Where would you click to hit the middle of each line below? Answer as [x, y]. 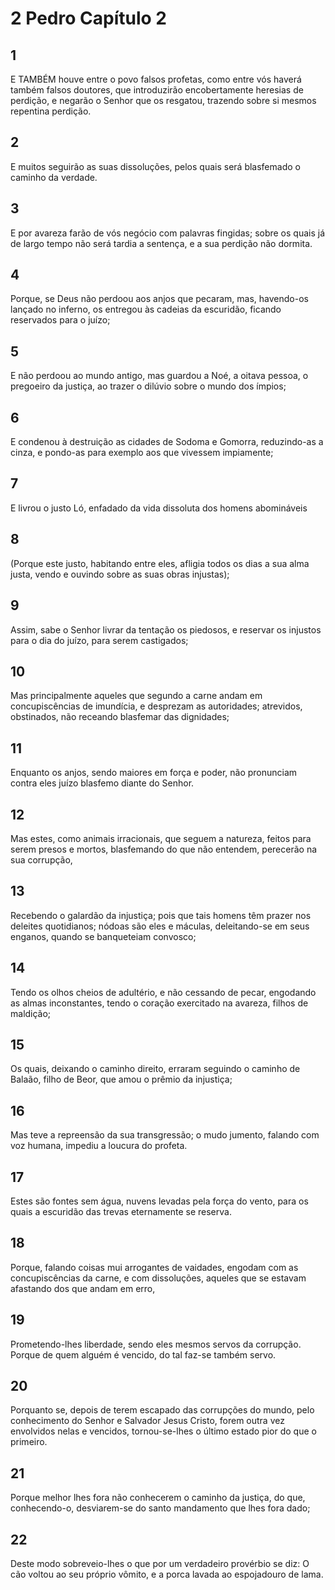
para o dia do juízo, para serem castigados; [99, 640]
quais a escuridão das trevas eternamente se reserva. [121, 1211]
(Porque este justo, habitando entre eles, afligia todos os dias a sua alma [160, 563]
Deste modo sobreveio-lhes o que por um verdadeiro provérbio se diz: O [160, 1564]
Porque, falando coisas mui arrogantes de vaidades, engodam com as [154, 1267]
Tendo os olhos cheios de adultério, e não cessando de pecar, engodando [163, 992]
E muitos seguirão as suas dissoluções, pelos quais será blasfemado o [155, 166]
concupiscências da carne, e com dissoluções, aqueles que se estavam [158, 1278]
